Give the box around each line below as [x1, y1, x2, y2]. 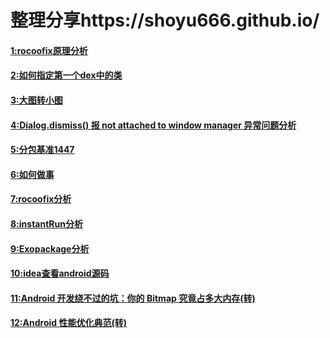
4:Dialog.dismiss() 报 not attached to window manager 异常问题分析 [10, 119, 297, 131]
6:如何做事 [10, 168, 55, 180]
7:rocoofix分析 [10, 193, 72, 205]
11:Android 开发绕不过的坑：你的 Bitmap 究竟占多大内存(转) [10, 292, 256, 304]
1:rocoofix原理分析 [10, 44, 88, 56]
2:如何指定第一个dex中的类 [10, 69, 123, 81]
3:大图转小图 [10, 94, 63, 106]
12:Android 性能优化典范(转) [10, 317, 127, 329]
